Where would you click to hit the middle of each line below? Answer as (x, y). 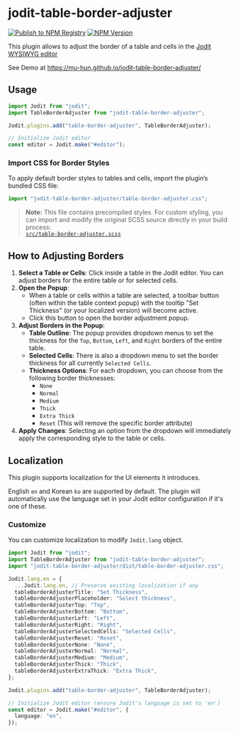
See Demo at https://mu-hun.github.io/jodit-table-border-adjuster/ (104, 67)
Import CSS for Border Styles (59, 163)
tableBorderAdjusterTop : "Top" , (62, 605)
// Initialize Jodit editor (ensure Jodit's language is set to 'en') (114, 703)
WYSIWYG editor (33, 54)
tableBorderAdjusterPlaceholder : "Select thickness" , (95, 599)
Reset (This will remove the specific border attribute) (116, 423)
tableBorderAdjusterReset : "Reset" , (68, 638)
